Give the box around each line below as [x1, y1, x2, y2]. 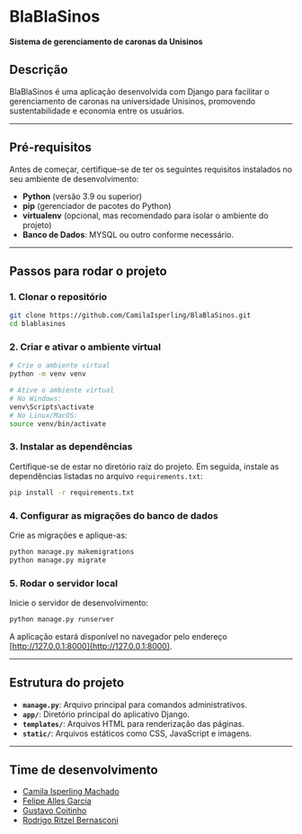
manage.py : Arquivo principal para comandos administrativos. [22, 699, 247, 710]
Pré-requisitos [9, 140, 93, 155]
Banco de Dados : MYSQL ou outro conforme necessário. [22, 229, 235, 240]
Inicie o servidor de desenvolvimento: [9, 597, 149, 608]
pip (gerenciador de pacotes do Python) [22, 200, 172, 211]
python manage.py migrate [9, 556, 106, 565]
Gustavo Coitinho [22, 805, 87, 816]
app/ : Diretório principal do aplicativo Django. [22, 709, 191, 720]
